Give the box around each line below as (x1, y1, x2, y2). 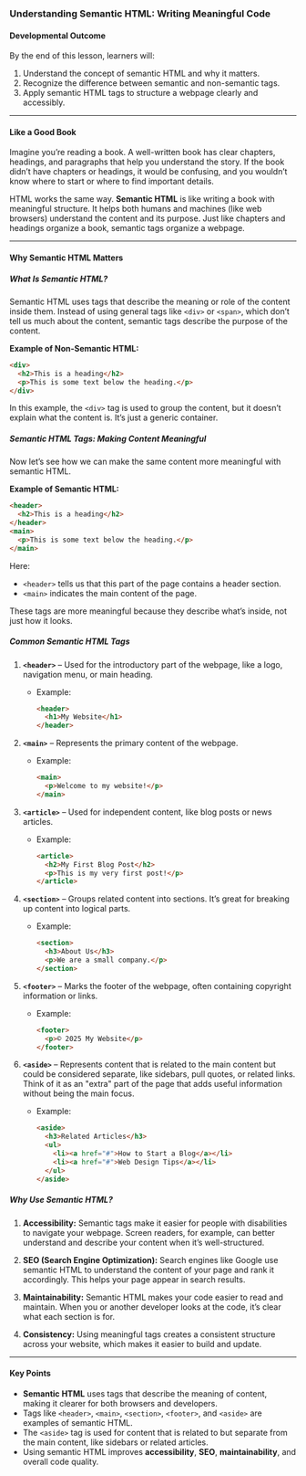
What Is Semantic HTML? (9, 273, 108, 284)
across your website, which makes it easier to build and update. (22, 1338, 262, 1349)
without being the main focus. (22, 1088, 135, 1099)
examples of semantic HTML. (22, 1417, 134, 1428)
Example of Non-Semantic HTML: (9, 343, 139, 353)
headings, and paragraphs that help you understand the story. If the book (9, 156, 285, 167)
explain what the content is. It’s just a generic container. (9, 412, 219, 423)
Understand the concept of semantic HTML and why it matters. (22, 68, 260, 79)
